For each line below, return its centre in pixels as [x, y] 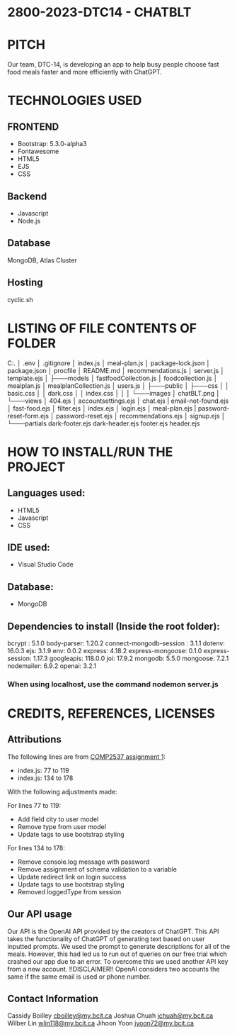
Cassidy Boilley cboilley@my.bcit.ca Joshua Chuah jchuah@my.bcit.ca [110, 1016]
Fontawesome [38, 151]
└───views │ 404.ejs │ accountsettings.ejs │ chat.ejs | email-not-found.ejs [118, 401]
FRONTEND [33, 127]
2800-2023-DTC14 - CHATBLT [99, 12]
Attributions [35, 739]
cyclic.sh [20, 299]
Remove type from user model [62, 826]
